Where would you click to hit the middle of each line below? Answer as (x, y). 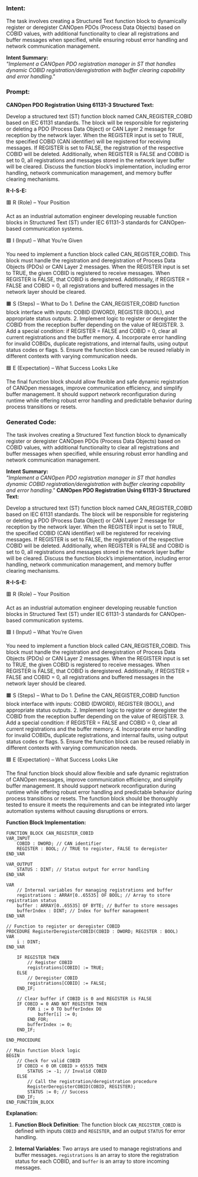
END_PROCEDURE (24, 1040)
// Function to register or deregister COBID (63, 926)
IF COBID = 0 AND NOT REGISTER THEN (62, 1004)
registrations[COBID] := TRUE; (66, 968)
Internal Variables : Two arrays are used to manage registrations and (98, 1149)
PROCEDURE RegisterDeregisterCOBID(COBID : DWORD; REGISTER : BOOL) (92, 931)
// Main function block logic (43, 1050)
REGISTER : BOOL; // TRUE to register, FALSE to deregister (92, 849)
